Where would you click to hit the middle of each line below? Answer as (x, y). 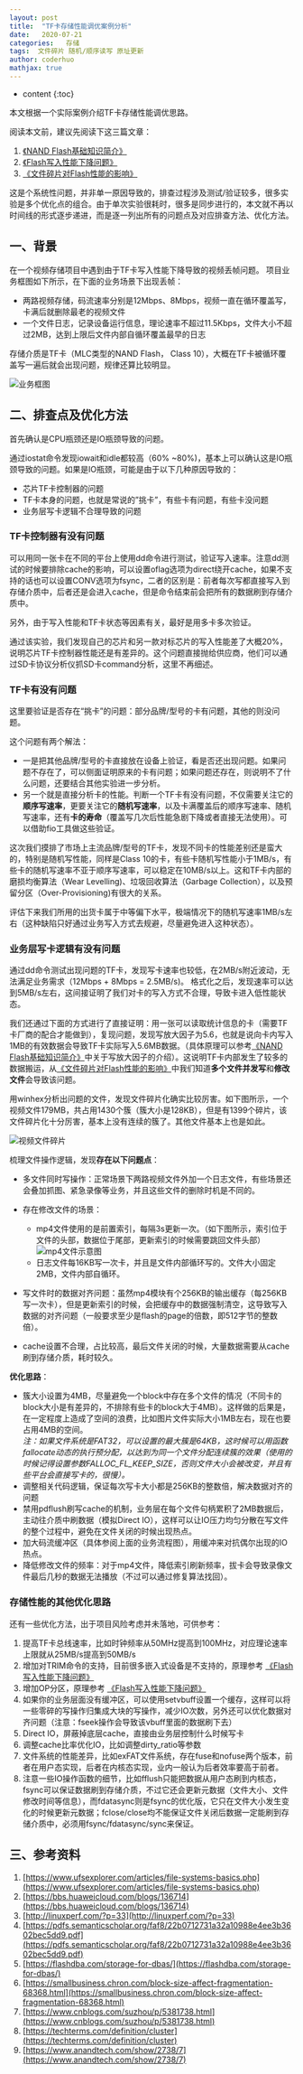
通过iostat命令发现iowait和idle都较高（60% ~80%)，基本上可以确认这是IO (147, 458)
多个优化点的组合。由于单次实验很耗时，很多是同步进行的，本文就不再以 (159, 203)
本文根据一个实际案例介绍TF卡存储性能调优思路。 (101, 112)
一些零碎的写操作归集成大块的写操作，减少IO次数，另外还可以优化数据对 (157, 1710)
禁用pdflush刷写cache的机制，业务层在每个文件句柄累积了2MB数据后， (155, 1509)
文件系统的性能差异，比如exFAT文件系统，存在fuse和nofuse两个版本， (154, 1756)
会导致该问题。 (53, 1079)
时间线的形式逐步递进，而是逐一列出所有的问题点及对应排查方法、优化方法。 (151, 215)
